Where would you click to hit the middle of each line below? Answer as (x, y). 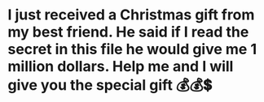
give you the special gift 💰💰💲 (110, 85)
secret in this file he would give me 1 (132, 49)
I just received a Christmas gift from (131, 15)
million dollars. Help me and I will (121, 67)
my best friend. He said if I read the (128, 32)
